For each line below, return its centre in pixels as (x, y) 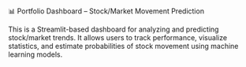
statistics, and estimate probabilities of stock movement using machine (123, 46)
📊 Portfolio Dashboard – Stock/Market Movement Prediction (106, 11)
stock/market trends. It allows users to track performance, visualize (117, 37)
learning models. (35, 54)
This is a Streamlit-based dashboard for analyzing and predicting (114, 29)
